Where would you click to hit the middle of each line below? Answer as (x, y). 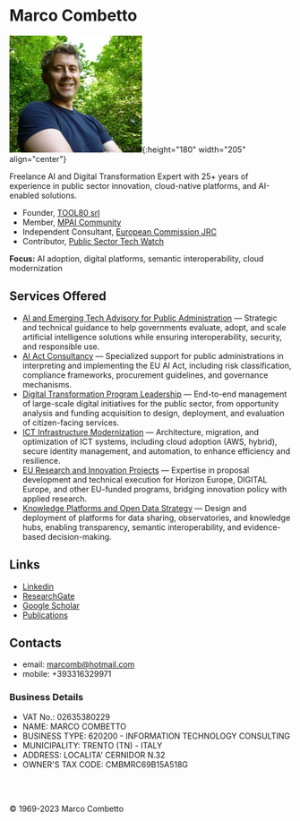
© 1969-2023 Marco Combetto (66, 808)
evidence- (262, 527)
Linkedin (38, 586)
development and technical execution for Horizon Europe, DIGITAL (145, 479)
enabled (24, 195)
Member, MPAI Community (72, 222)
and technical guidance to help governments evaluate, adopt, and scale (154, 327)
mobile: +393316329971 (67, 674)
